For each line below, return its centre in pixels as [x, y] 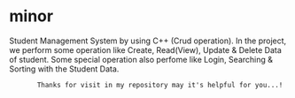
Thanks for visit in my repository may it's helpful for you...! [160, 85]
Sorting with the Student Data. [64, 69]
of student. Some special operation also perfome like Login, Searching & [141, 59]
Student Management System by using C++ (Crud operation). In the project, [148, 41]
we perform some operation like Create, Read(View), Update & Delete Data [145, 49]
